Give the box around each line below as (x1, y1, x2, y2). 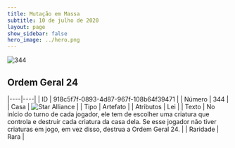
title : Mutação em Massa (7, 10, 80, 18)
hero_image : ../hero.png (7, 37, 80, 44)
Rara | (7, 132, 25, 141)
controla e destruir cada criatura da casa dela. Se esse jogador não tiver (7, 117, 217, 125)
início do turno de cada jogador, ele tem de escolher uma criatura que (7, 110, 210, 118)
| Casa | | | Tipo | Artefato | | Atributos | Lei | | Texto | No (7, 102, 215, 111)
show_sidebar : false (7, 30, 68, 37)
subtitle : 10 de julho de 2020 (7, 17, 99, 24)
